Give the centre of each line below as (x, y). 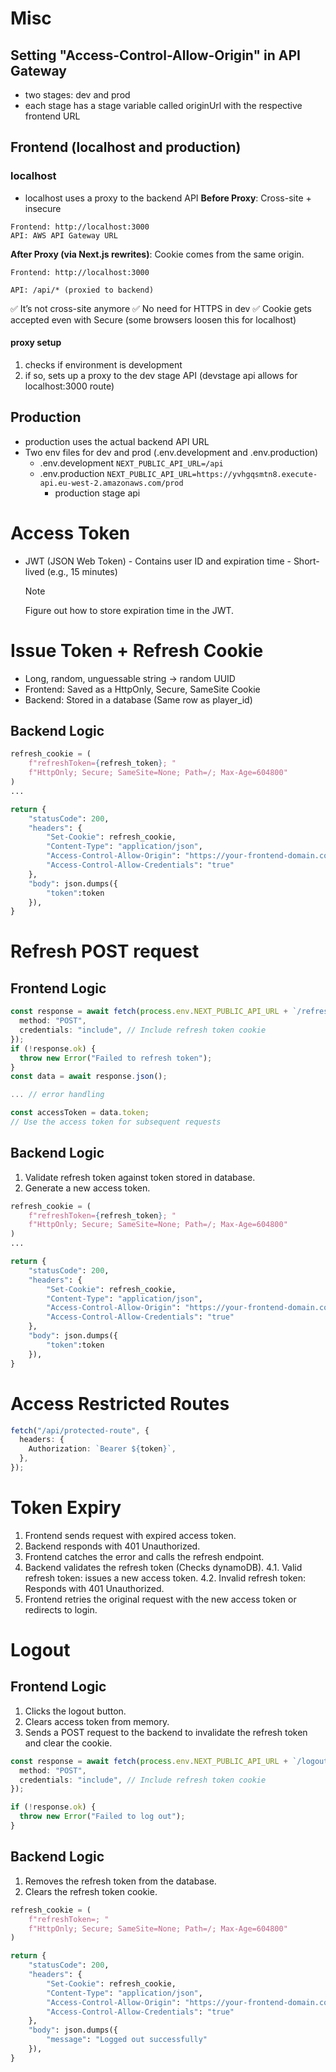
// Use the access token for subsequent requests (116, 1122)
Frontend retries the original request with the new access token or (160, 1599)
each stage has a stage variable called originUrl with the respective (163, 105)
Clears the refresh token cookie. (91, 1891)
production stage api (97, 493)
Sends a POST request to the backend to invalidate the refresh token (166, 1732)
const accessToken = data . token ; (80, 1113)
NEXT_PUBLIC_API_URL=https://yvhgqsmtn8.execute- (212, 474)
